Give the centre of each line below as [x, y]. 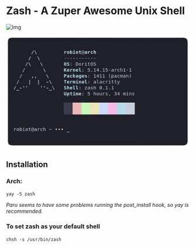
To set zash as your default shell [53, 226]
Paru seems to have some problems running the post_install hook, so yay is [97, 205]
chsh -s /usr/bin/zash [34, 239]
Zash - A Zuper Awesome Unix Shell [96, 11]
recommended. [24, 211]
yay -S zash [21, 194]
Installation [27, 165]
